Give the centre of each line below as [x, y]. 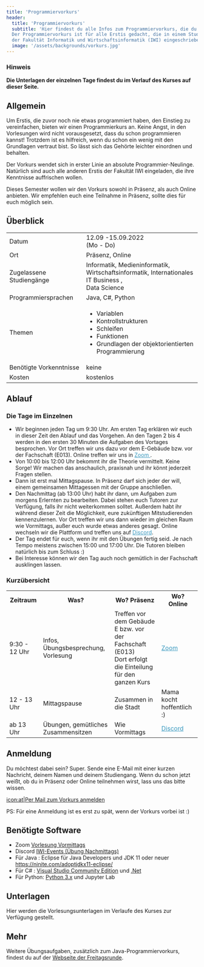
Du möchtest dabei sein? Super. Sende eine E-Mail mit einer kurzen [90, 768]
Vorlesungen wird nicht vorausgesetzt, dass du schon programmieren [93, 133]
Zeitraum [23, 600]
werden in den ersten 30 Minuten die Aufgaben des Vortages [91, 442]
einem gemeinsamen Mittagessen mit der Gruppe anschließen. [93, 487]
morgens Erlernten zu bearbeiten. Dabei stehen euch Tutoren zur [97, 500]
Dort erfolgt [131, 659]
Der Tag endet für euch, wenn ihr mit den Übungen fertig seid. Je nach [104, 539]
